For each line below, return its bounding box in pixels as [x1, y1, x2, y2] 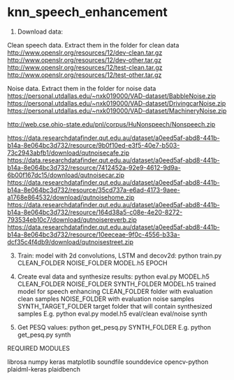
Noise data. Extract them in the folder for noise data [7, 84, 156, 92]
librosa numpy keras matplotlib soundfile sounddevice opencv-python [7, 358, 209, 366]
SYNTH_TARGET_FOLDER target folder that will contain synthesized [17, 302, 213, 310]
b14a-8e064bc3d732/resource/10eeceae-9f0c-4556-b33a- [7, 230, 180, 239]
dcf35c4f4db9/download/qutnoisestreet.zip [7, 237, 134, 246]
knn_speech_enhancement [7, 4, 168, 20]
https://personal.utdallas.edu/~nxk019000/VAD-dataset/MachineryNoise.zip [7, 106, 227, 115]
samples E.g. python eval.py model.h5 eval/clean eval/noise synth [17, 309, 207, 318]
